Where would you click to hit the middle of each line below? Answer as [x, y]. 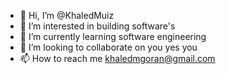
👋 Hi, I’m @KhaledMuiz [67, 15]
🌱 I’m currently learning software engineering [113, 36]
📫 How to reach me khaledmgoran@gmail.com [117, 58]
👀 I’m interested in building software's [97, 26]
